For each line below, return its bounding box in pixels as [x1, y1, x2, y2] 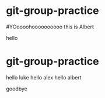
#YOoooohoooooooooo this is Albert [6, 23, 94, 30]
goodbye [6, 85, 28, 92]
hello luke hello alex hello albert [6, 74, 82, 81]
